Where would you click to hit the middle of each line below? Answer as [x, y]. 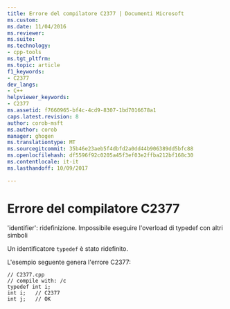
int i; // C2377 [34, 293]
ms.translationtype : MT [42, 143]
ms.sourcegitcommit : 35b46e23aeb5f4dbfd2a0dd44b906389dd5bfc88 [100, 149]
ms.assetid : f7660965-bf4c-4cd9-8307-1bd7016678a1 [82, 110]
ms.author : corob [32, 130]
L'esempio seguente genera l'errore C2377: [69, 262]
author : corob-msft [35, 123]
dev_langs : [23, 85]
